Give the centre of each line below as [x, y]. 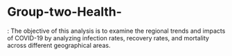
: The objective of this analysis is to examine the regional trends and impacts [116, 31]
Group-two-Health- [65, 12]
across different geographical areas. [59, 45]
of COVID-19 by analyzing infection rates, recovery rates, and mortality [108, 38]
